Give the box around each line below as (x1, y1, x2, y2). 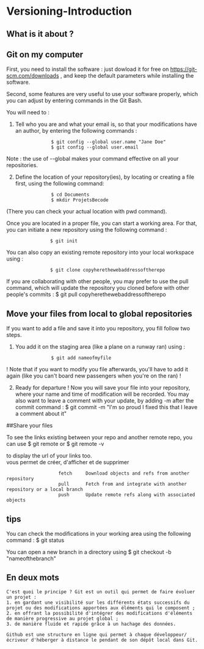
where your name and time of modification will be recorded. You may (15, 390, 189, 398)
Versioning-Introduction (6, 4, 133, 18)
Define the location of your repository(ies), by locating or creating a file (15, 173, 194, 181)
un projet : (6, 594, 37, 600)
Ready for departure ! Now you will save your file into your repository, (15, 384, 191, 391)
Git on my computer (6, 49, 84, 59)
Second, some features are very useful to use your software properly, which (6, 91, 199, 98)
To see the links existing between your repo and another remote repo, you (6, 434, 193, 441)
